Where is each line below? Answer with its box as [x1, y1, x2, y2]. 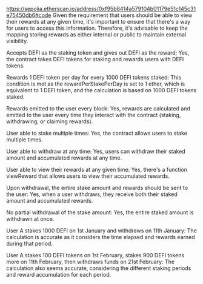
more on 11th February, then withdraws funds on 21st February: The [6, 258, 175, 265]
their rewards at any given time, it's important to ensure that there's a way [6, 18, 191, 25]
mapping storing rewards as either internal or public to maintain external [6, 31, 187, 38]
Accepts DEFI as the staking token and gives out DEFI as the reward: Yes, [6, 49, 190, 56]
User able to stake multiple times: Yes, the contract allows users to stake [6, 130, 188, 137]
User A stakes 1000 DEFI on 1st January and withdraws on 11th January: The [6, 227, 197, 234]
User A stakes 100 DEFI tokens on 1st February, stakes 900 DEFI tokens [6, 252, 185, 259]
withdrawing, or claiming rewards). [6, 118, 93, 125]
